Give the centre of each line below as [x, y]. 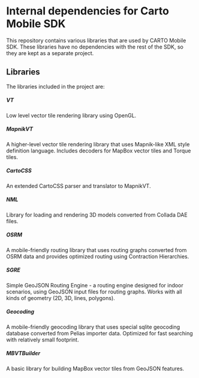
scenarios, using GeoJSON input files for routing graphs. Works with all [94, 292]
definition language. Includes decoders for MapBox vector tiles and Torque [99, 151]
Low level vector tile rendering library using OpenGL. [71, 115]
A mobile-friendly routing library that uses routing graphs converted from [97, 250]
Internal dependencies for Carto [88, 11]
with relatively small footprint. [43, 340]
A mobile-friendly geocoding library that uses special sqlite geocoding [93, 327]
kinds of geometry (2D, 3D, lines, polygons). [61, 298]
